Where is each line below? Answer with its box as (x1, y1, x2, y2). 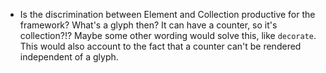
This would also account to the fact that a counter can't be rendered (19, 40, 302, 52)
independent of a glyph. (19, 51, 119, 63)
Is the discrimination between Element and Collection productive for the (19, 9, 316, 20)
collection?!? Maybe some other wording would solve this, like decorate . (19, 30, 317, 41)
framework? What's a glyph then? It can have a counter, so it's (19, 19, 278, 31)
